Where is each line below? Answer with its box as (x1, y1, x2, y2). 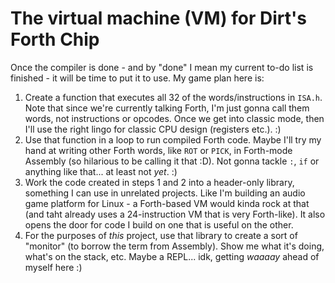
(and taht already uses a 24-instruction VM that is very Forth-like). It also (24, 208, 326, 220)
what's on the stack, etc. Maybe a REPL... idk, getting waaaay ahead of (24, 250, 320, 262)
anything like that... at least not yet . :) (24, 165, 178, 177)
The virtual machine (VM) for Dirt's (10, 7, 307, 30)
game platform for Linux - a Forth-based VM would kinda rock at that (24, 197, 310, 209)
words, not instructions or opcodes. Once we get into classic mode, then (24, 112, 325, 124)
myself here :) (24, 261, 83, 273)
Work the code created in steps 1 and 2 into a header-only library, (24, 176, 295, 188)
